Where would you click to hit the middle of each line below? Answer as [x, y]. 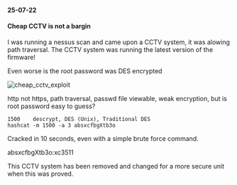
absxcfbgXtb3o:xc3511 [40, 152]
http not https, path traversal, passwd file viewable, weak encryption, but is [117, 98]
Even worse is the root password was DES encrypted [85, 70]
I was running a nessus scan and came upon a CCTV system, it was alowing [119, 42]
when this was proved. [40, 174]
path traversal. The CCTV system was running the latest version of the [110, 49]
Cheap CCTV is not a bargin [49, 26]
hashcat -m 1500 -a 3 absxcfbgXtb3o [61, 125]
